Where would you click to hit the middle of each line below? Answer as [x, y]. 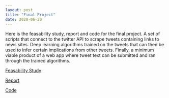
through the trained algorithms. [38, 61]
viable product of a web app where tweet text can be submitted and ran [80, 55]
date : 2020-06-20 [24, 19]
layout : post [19, 10]
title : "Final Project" [31, 15]
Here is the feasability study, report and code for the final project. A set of [83, 34]
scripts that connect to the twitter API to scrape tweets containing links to [82, 39]
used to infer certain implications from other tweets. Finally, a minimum [80, 50]
